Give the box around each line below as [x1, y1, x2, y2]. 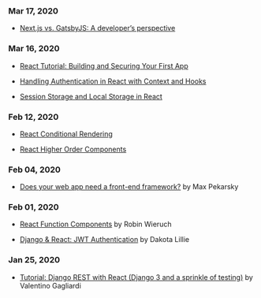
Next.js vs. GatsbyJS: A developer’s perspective [19, 24, 176, 33]
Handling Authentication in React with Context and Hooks [19, 76, 207, 86]
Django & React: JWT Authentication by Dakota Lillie [19, 235, 190, 244]
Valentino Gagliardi [19, 281, 81, 290]
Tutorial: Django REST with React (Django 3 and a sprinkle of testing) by [19, 272, 254, 281]
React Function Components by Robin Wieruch [19, 219, 172, 229]
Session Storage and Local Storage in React [19, 91, 163, 101]
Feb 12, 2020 [8, 111, 59, 122]
